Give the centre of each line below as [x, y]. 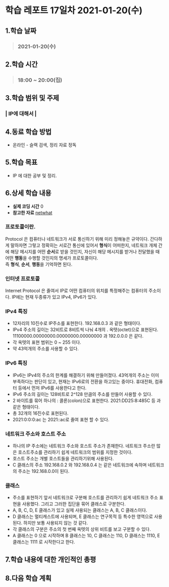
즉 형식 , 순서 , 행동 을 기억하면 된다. [39, 264]
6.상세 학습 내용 [28, 193]
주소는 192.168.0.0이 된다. [44, 471]
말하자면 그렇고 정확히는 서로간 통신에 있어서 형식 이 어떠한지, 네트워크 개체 [84, 245]
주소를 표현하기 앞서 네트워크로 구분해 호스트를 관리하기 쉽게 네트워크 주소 [85, 498]
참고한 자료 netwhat [32, 212]
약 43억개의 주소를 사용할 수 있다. [46, 349]
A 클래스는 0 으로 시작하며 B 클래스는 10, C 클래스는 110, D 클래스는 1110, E [86, 536]
